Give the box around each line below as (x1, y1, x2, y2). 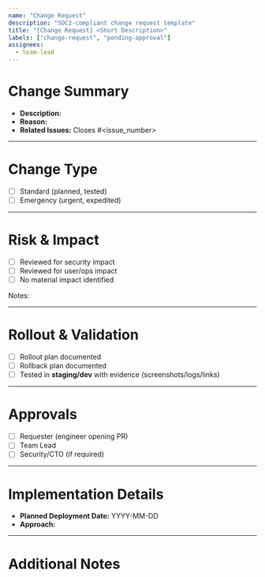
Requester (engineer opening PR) (19, 432, 129, 441)
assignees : (8, 41, 44, 49)
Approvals (8, 405, 77, 424)
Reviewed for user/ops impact (19, 266, 118, 275)
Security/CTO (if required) (19, 450, 105, 459)
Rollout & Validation (8, 326, 140, 344)
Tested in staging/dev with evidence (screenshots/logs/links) (19, 370, 221, 379)
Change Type (8, 160, 98, 179)
